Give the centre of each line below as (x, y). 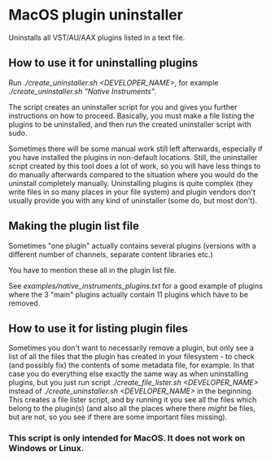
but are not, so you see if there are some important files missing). (118, 417)
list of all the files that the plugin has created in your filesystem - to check (131, 357)
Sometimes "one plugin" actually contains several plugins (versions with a (132, 245)
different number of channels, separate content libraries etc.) (111, 254)
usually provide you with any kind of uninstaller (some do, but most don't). (133, 200)
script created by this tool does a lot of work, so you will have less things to (135, 166)
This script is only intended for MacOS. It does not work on (127, 438)
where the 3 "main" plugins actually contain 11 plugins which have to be (128, 294)
